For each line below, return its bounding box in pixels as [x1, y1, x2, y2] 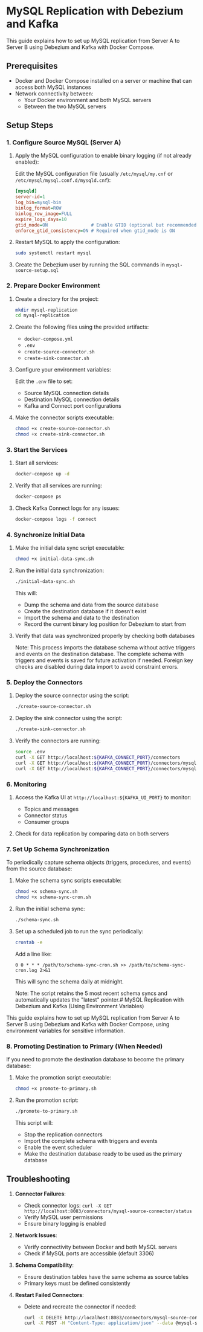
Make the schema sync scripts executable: [14, 877, 122, 884]
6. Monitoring [6, 780, 47, 788]
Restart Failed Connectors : [14, 1291, 85, 1298]
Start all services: [14, 459, 59, 466]
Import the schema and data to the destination [24, 614, 140, 622]
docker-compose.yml [24, 336, 74, 343]
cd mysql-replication [14, 312, 69, 318]
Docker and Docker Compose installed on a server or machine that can [14, 77, 192, 84]
